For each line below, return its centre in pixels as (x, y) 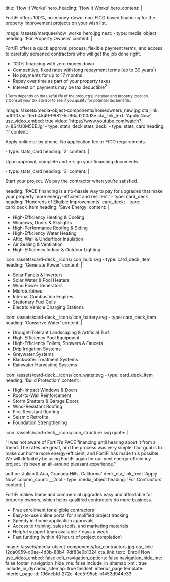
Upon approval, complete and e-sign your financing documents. (72, 162)
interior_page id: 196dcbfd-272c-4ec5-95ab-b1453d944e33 (69, 574)
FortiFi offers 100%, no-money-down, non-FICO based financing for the (80, 18)
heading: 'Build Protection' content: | (44, 380)
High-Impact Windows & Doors (45, 390)
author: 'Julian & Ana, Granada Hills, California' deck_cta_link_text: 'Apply (81, 474)
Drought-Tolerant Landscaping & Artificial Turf (61, 333)
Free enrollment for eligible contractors (54, 510)
